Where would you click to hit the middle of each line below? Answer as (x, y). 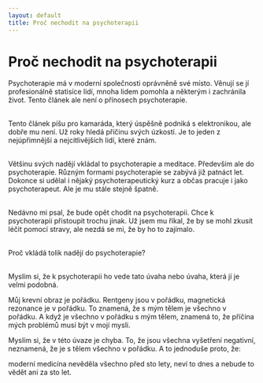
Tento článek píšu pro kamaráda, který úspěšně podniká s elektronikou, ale (130, 123)
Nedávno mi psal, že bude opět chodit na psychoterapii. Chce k (111, 212)
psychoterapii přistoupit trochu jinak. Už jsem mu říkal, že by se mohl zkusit (131, 221)
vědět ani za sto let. (40, 372)
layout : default (35, 15)
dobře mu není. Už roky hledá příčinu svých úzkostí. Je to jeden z (114, 132)
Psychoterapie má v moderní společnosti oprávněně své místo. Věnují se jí (129, 83)
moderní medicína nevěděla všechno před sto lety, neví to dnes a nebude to (131, 364)
